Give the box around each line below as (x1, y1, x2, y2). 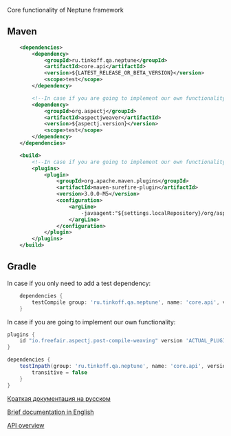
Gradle (7, 261, 36, 273)
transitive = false (32, 368, 88, 376)
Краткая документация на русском (7, 394, 111, 402)
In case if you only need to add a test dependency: (7, 279, 151, 287)
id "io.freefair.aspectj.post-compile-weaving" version (19, 338, 184, 344)
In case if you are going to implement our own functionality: (7, 318, 176, 326)
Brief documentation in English (7, 408, 94, 416)
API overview (7, 421, 45, 429)
